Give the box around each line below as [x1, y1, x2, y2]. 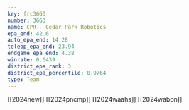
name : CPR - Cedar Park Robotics [7, 23, 107, 30]
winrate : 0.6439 [7, 56, 55, 63]
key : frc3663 [7, 10, 46, 18]
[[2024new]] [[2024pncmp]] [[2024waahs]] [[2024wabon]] [7, 95, 183, 104]
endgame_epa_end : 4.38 [7, 50, 75, 57]
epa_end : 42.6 [7, 30, 50, 37]
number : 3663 [7, 17, 46, 24]
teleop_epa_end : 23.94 [7, 43, 75, 50]
